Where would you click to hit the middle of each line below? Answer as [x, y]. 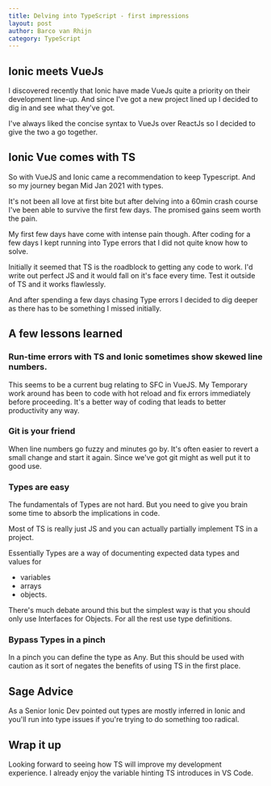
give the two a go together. [53, 132]
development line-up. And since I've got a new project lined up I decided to [133, 99]
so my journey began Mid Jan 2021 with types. [86, 185]
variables [35, 577]
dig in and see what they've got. [62, 108]
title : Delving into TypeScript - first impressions [99, 16]
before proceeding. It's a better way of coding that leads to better [117, 402]
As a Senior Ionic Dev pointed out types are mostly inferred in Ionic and [127, 711]
